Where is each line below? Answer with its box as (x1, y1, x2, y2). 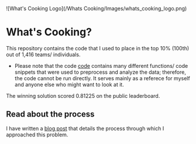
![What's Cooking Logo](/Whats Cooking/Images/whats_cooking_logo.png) (6, 5, 187, 12)
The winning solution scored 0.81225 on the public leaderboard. (6, 92, 160, 99)
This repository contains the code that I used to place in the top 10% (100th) (6, 44, 190, 52)
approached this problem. (6, 131, 68, 138)
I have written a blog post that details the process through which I (6, 125, 164, 132)
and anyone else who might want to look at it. (14, 81, 124, 88)
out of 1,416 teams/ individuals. (6, 51, 81, 58)
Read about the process (6, 109, 95, 119)
